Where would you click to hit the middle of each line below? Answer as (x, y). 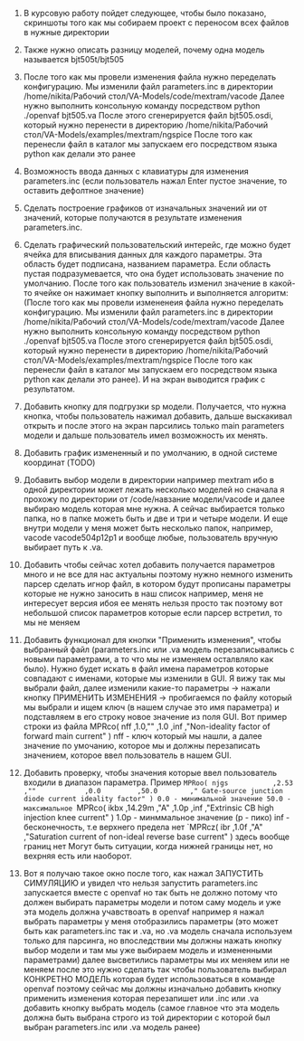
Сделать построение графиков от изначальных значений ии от (145, 208)
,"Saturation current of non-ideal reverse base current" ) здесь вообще (157, 837)
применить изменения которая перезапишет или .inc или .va (141, 998)
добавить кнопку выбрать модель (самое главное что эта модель (151, 1008)
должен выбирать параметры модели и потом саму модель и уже (152, 902)
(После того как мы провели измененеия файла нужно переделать (153, 303)
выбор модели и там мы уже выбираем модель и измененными (147, 950)
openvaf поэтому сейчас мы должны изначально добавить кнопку (152, 989)
